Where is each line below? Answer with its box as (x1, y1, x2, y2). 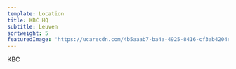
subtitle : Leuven (7, 23, 58, 30)
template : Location (7, 10, 65, 17)
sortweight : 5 (7, 29, 49, 37)
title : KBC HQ (7, 17, 49, 24)
